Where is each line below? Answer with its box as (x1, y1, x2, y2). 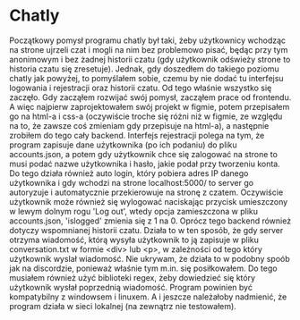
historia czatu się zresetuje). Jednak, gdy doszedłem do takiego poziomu (9, 63, 279, 74)
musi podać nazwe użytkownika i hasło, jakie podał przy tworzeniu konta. (9, 158, 280, 169)
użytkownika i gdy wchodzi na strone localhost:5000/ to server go (9, 177, 253, 188)
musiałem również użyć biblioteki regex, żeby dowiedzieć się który (9, 272, 256, 282)
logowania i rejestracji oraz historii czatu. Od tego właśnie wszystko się (9, 82, 272, 93)
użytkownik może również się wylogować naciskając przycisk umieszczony (9, 196, 288, 206)
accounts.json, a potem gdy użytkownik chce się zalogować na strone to (9, 148, 278, 159)
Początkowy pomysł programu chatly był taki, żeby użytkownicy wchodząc (9, 35, 287, 46)
